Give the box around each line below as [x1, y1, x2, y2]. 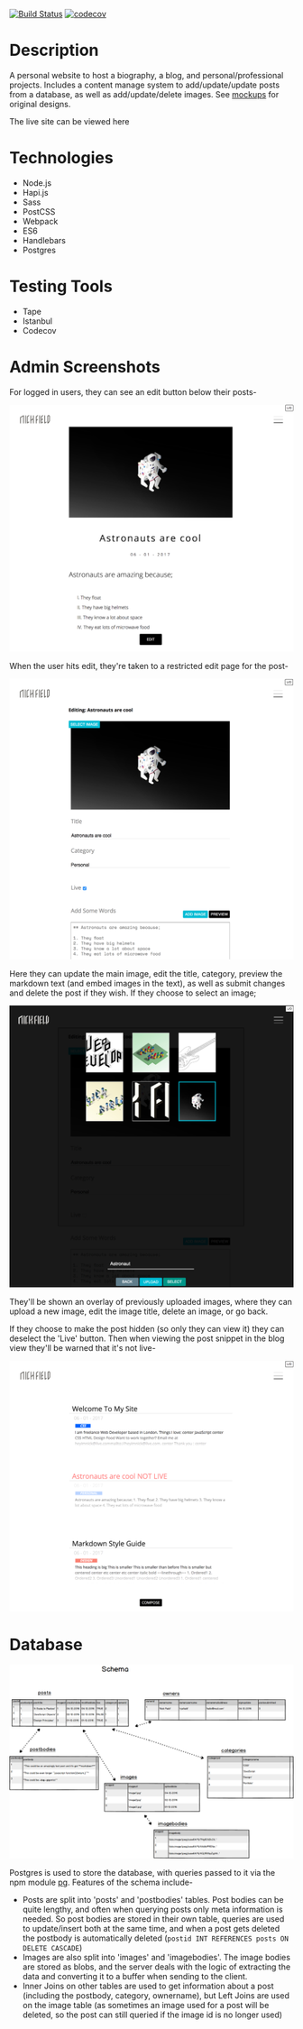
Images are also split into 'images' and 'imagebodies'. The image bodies [22, 1952, 291, 1963]
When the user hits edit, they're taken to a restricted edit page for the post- [9, 661, 289, 672]
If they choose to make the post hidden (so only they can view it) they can [9, 1324, 285, 1335]
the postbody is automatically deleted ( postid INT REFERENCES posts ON [22, 1933, 289, 1943]
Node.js [22, 177, 52, 188]
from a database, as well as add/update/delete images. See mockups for [9, 88, 280, 99]
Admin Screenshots [9, 357, 161, 377]
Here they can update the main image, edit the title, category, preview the [9, 968, 283, 978]
